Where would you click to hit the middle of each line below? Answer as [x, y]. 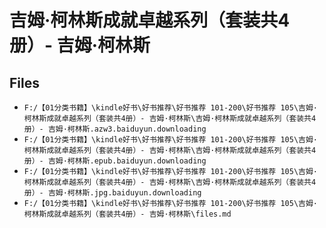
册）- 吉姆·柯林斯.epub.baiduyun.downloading [115, 161]
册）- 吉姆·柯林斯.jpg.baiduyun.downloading [112, 193]
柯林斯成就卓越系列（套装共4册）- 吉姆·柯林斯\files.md [127, 214]
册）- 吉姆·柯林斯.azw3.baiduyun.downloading [115, 129]
